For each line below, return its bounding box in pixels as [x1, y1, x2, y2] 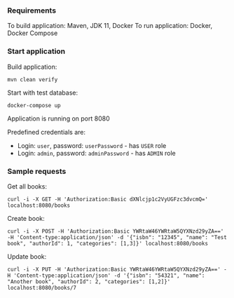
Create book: [7, 214, 46, 222]
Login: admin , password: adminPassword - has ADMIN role [17, 149, 177, 157]
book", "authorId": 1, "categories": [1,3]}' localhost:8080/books [7, 240, 209, 247]
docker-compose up [7, 102, 61, 109]
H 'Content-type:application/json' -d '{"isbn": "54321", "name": [7, 272, 205, 279]
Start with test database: [7, 88, 78, 97]
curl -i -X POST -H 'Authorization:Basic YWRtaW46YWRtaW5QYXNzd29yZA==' [7, 227, 224, 235]
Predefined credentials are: [7, 128, 86, 136]
